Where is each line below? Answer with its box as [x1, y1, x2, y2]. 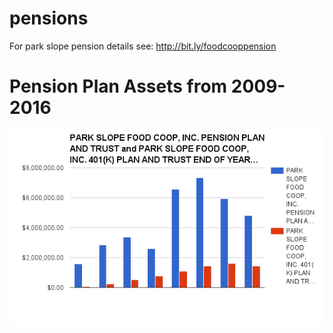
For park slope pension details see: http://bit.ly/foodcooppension [9, 40, 277, 52]
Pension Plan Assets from [9, 75, 228, 98]
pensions [9, 7, 89, 30]
